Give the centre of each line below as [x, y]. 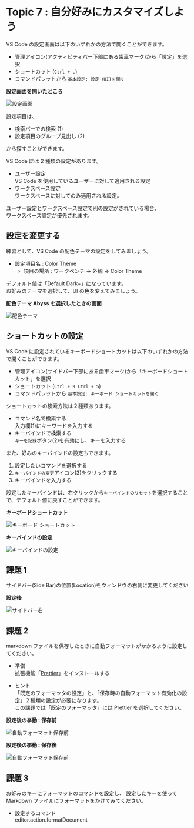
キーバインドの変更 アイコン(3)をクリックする [66, 473]
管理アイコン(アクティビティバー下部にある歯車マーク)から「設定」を [98, 56]
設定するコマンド [35, 813]
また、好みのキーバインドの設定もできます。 [60, 453]
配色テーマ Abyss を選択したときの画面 [54, 303]
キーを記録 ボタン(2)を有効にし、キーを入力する [70, 440]
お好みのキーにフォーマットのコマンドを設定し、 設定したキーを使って [92, 793]
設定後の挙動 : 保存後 [31, 745]
